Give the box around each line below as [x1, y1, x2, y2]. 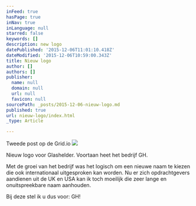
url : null [11, 91, 35, 97]
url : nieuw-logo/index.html [6, 112, 76, 118]
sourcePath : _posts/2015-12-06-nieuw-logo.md [6, 101, 120, 108]
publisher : [6, 74, 33, 80]
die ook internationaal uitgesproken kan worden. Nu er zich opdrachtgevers [6, 169, 190, 177]
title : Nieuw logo [6, 58, 51, 64]
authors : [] [6, 69, 35, 75]
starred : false [6, 31, 44, 36]
